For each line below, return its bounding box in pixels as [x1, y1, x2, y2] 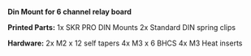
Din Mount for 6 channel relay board [7, 7, 132, 16]
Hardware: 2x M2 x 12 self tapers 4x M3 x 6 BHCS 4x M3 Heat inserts [7, 38, 243, 48]
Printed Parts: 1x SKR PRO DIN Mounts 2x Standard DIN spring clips [7, 23, 236, 32]
